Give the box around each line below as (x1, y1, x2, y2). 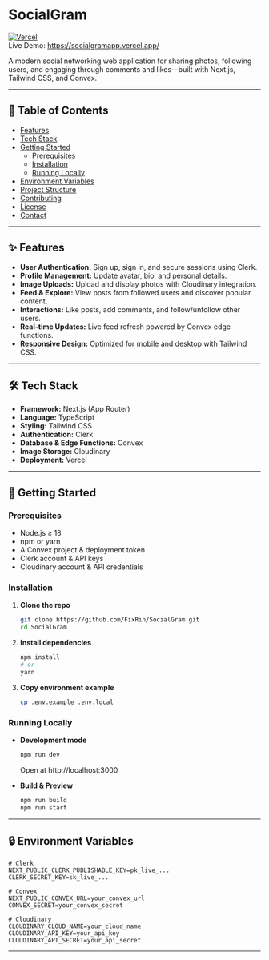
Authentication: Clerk (19, 430, 94, 440)
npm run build (19, 796, 67, 804)
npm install (19, 653, 60, 661)
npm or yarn (19, 536, 61, 546)
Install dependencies (19, 638, 92, 648)
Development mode (19, 735, 87, 745)
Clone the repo (19, 601, 70, 610)
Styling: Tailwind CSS (19, 421, 93, 431)
